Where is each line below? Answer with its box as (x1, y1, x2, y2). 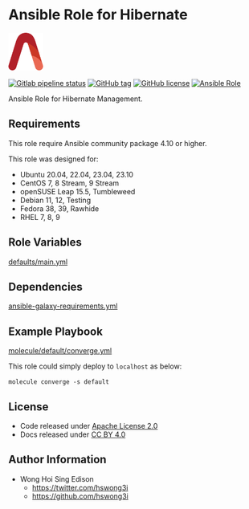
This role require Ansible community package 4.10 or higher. (8, 138, 207, 148)
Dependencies (8, 279, 83, 294)
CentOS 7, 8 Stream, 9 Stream (19, 178, 120, 188)
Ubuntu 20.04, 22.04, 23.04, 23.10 (19, 169, 134, 179)
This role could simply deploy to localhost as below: (8, 361, 182, 371)
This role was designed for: (8, 154, 99, 164)
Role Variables (8, 235, 82, 250)
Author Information (8, 453, 107, 466)
